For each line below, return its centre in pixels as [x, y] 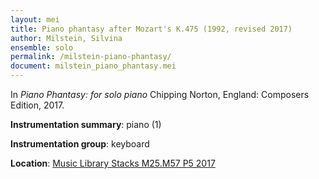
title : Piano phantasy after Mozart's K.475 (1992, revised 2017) [151, 29]
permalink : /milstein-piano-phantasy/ [91, 57]
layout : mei [35, 19]
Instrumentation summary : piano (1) [86, 124]
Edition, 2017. [37, 105]
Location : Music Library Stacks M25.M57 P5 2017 [113, 163]
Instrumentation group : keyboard [80, 144]
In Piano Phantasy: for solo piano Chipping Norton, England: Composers [160, 94]
